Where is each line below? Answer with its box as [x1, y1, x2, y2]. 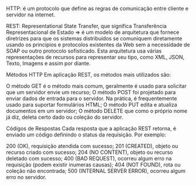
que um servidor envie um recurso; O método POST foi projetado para [6, 89, 176, 95]
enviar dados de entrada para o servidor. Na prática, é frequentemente [6, 95, 177, 102]
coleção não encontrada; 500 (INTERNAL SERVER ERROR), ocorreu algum [6, 167, 186, 174]
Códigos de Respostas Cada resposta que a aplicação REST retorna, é [6, 125, 177, 132]
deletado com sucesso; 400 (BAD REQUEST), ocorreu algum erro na [6, 155, 172, 162]
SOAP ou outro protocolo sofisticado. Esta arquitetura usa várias [6, 47, 162, 54]
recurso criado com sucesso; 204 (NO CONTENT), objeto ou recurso [6, 149, 173, 156]
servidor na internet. [6, 11, 56, 18]
